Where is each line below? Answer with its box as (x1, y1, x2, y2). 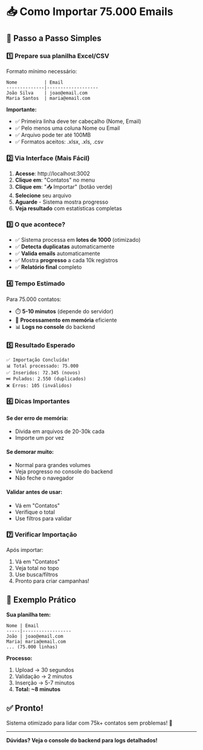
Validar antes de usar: (6, 488, 63, 496)
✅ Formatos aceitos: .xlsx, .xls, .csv (14, 138, 104, 145)
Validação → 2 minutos (14, 672, 72, 680)
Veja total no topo (14, 564, 59, 571)
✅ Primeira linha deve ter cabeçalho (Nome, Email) (14, 118, 141, 125)
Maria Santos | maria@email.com (6, 95, 91, 101)
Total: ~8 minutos (14, 685, 61, 692)
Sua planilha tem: (6, 611, 51, 618)
